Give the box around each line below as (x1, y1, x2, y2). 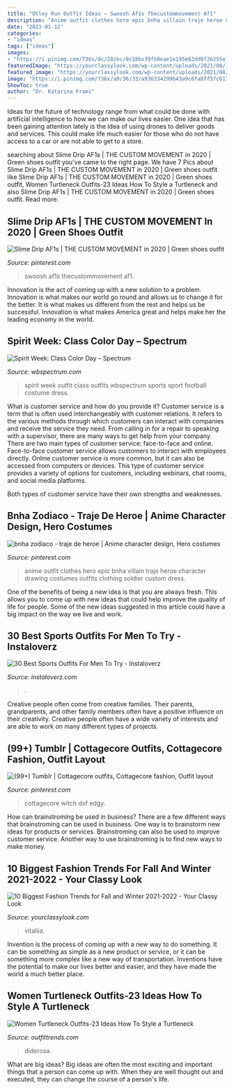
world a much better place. (7, 970, 85, 978)
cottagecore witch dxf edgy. (24, 799, 106, 808)
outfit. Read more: (7, 195, 59, 203)
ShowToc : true (7, 82, 49, 89)
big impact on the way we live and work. (7, 609, 123, 618)
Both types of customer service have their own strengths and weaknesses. (7, 490, 222, 498)
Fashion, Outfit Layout (7, 753, 106, 765)
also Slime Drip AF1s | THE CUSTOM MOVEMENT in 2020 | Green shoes (7, 188, 214, 196)
